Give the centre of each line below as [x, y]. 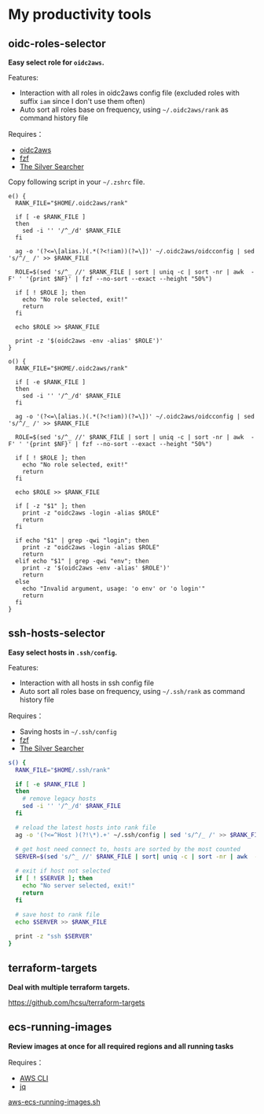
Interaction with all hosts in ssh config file [87, 683]
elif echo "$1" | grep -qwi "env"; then [82, 561]
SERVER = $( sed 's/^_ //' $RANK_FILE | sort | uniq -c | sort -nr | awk [132, 856]
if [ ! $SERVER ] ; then [54, 879]
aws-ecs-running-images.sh [54, 1101]
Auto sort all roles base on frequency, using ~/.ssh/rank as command [132, 691]
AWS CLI [34, 1078]
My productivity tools [80, 15]
